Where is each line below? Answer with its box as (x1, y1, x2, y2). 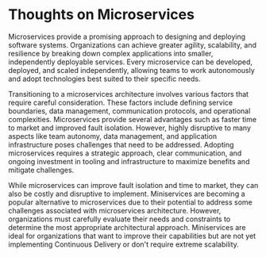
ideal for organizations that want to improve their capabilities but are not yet (8, 231, 256, 240)
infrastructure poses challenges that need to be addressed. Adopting (8, 140, 234, 149)
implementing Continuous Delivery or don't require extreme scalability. (8, 240, 240, 249)
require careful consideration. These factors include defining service (8, 98, 233, 107)
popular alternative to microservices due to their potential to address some (8, 197, 253, 207)
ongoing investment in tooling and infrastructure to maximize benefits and (8, 156, 250, 166)
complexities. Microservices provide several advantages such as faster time (8, 114, 256, 124)
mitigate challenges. (8, 165, 75, 175)
